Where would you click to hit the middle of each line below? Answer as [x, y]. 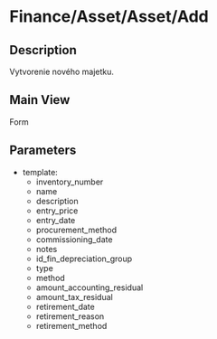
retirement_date [65, 306]
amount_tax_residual [74, 297]
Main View [40, 100]
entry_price [57, 211]
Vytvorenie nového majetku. [62, 71]
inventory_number [70, 182]
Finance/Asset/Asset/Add [109, 17]
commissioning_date [74, 239]
